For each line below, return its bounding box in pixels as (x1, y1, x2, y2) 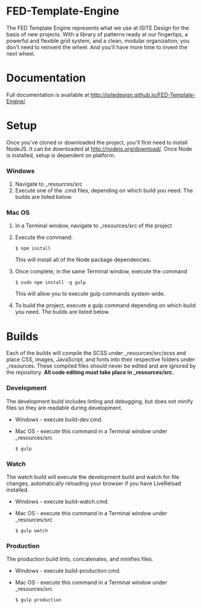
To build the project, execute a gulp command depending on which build (15, 302, 196, 309)
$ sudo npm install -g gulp (15, 279, 86, 285)
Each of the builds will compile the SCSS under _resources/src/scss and (6, 350, 186, 357)
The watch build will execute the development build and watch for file (6, 473, 180, 480)
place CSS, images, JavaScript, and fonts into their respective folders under (6, 356, 195, 363)
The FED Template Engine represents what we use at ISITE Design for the (6, 24, 189, 31)
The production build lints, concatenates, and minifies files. (6, 555, 154, 563)
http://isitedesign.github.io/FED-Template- (90, 91, 196, 98)
